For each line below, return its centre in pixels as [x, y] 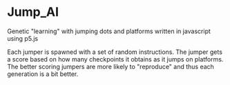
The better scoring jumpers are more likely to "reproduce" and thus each [111, 66]
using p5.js [23, 38]
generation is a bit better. [43, 74]
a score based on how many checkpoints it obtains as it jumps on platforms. [115, 59]
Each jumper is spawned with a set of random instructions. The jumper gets [115, 52]
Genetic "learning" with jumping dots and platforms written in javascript [109, 31]
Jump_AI [33, 12]
